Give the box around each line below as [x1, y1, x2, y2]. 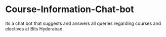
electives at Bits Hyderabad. [5, 25, 64, 31]
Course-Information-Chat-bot [5, 4, 134, 15]
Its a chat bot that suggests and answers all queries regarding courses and [5, 20, 161, 26]
